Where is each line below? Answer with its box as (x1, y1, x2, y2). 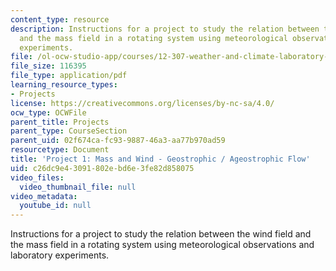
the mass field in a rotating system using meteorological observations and (10, 239, 315, 251)
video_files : (10, 172, 65, 183)
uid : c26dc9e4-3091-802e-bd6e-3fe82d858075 (10, 163, 195, 173)
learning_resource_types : (10, 80, 118, 90)
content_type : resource (10, 14, 110, 25)
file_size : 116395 (10, 61, 87, 71)
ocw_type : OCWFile (10, 107, 87, 118)
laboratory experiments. (10, 249, 110, 261)
